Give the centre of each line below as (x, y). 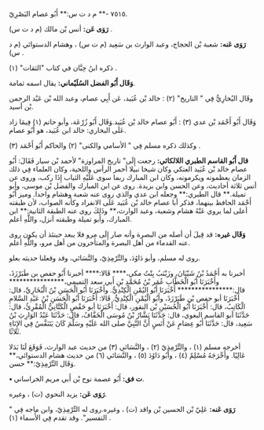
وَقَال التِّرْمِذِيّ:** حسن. (42, 364)
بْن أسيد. (21, 107)
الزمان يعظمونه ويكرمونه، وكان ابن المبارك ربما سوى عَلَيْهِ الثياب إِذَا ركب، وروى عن (130, 177)
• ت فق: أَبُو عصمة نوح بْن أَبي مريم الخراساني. (77, 379)
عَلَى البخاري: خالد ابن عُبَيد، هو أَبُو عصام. (68, 130)
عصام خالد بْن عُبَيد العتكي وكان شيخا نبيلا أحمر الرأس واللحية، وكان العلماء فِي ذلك (128, 169)
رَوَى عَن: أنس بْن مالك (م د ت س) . (61, 29)
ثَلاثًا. (15, 331)
